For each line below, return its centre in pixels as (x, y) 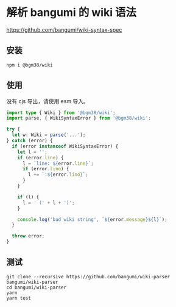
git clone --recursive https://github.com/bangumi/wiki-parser (88, 276)
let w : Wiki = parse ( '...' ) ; (49, 135)
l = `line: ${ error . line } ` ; (58, 163)
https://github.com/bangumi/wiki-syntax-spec (64, 30)
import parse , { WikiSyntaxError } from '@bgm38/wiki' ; (79, 118)
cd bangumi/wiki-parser (37, 287)
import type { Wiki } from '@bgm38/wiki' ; (61, 113)
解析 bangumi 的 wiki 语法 (72, 13)
